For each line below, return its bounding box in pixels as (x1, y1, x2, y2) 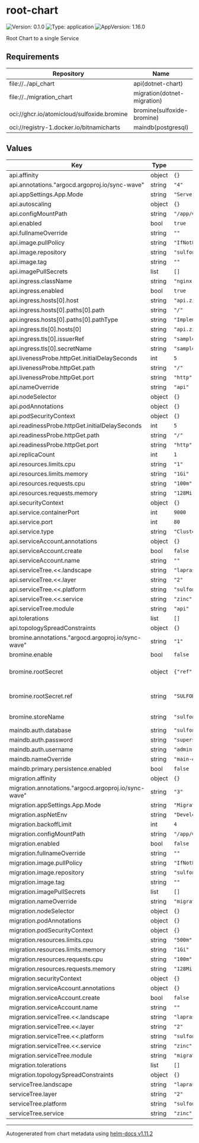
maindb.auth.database (9, 726, 72, 734)
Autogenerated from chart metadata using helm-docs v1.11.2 (6, 1130, 153, 1137)
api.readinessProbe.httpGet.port (9, 440, 99, 449)
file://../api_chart (9, 79, 55, 88)
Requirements (6, 52, 59, 62)
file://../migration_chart (9, 92, 73, 101)
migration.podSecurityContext (9, 926, 94, 934)
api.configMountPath (9, 209, 68, 218)
